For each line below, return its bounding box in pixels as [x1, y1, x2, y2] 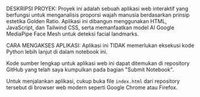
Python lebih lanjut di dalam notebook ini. [6, 48, 108, 55]
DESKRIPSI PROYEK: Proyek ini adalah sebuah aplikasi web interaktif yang [6, 5, 189, 12]
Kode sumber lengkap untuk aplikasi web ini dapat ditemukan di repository [6, 60, 190, 67]
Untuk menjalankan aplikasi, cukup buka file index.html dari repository [6, 77, 180, 85]
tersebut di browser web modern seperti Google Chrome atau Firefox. [6, 84, 178, 91]
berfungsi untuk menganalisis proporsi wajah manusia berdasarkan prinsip [6, 11, 190, 18]
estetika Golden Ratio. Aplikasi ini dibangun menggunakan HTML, [6, 18, 167, 24]
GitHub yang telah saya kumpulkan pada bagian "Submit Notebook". [6, 66, 174, 73]
